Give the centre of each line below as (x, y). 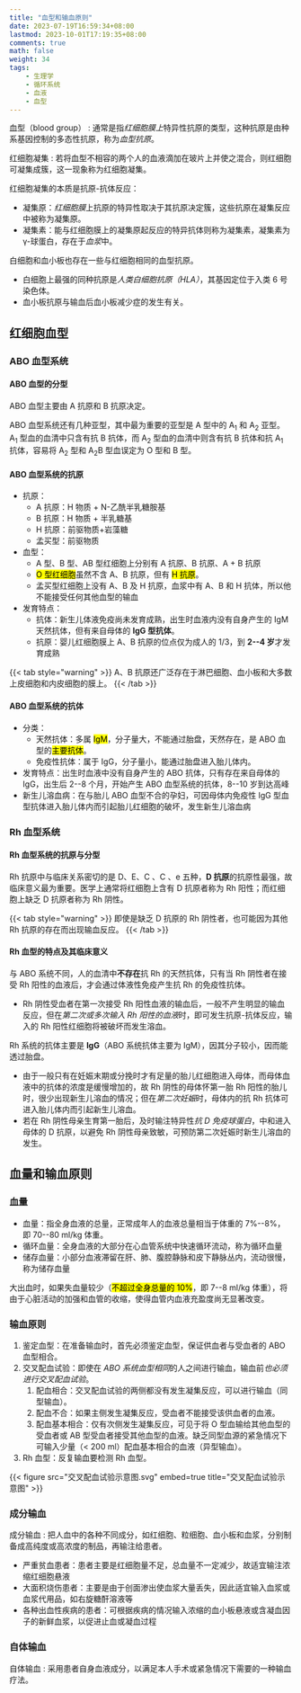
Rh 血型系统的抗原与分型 (55, 855)
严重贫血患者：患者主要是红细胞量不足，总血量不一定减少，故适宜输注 (152, 1565)
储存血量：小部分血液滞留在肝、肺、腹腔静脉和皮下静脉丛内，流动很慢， (156, 1257)
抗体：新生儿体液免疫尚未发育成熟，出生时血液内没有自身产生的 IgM (162, 619)
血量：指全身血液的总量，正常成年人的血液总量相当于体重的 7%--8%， (154, 1223)
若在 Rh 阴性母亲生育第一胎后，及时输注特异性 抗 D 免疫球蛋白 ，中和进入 (156, 1121)
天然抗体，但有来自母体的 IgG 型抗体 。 (107, 631)
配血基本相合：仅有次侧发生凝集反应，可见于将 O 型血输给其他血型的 (163, 1424)
